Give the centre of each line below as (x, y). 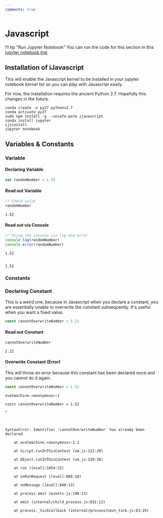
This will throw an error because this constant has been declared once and (80, 373)
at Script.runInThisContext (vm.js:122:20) (59, 451)
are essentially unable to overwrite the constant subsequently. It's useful (78, 307)
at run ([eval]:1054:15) (39, 468)
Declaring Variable (24, 170)
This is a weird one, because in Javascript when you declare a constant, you (82, 302)
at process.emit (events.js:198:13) (51, 493)
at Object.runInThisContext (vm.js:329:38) (59, 459)
